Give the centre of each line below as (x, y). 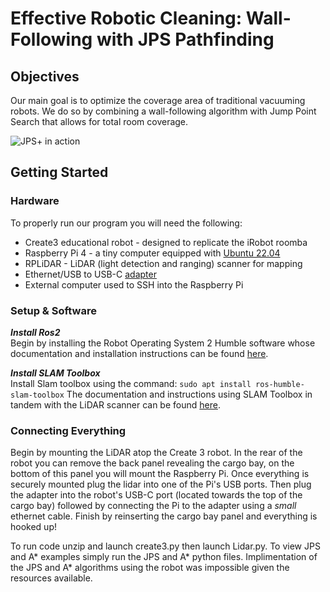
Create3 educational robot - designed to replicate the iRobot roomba (166, 242)
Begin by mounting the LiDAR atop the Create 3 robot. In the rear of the (156, 453)
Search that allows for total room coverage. (99, 121)
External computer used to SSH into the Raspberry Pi (134, 284)
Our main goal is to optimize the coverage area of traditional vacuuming (158, 100)
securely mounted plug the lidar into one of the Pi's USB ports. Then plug (161, 484)
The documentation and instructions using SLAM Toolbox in (189, 394)
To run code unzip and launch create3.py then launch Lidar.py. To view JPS (165, 546)
